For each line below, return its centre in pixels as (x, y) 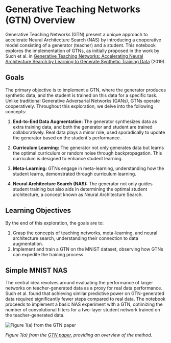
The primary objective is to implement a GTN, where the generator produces (86, 90)
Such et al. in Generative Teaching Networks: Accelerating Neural (74, 56)
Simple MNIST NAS (36, 270)
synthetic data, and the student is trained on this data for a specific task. (81, 95)
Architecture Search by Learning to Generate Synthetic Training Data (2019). (86, 61)
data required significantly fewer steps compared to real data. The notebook (86, 299)
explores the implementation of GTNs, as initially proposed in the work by (82, 51)
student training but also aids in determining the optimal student (80, 189)
